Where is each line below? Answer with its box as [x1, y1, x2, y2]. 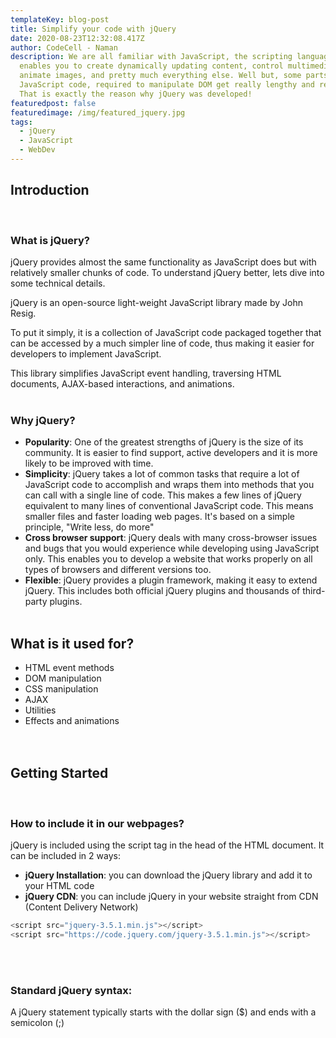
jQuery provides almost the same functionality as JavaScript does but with [10, 256, 317, 268]
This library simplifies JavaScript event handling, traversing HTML [10, 367, 282, 379]
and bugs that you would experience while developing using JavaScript [24, 542, 320, 555]
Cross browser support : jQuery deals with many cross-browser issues [24, 532, 318, 544]
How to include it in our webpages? [10, 816, 185, 830]
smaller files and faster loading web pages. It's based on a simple [24, 511, 295, 523]
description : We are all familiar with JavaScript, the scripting [10, 52, 293, 62]
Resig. [10, 307, 37, 319]
